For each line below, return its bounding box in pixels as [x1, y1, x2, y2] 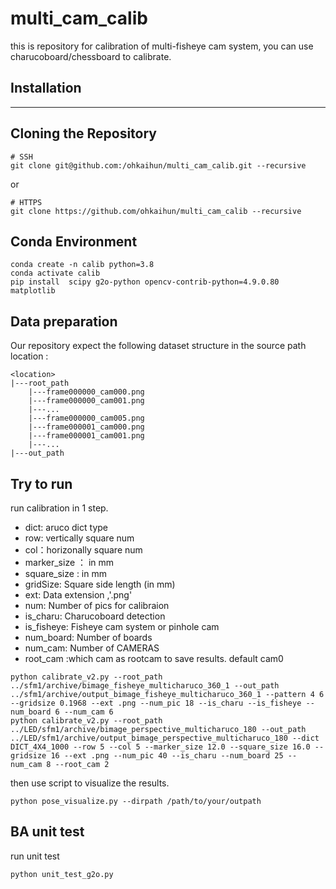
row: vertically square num [24, 532, 135, 544]
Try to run [10, 475, 73, 492]
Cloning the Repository [10, 125, 157, 142]
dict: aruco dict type [24, 522, 108, 533]
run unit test [10, 850, 60, 862]
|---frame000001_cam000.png [28, 422, 145, 432]
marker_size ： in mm [24, 557, 115, 568]
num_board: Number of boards [24, 632, 153, 643]
